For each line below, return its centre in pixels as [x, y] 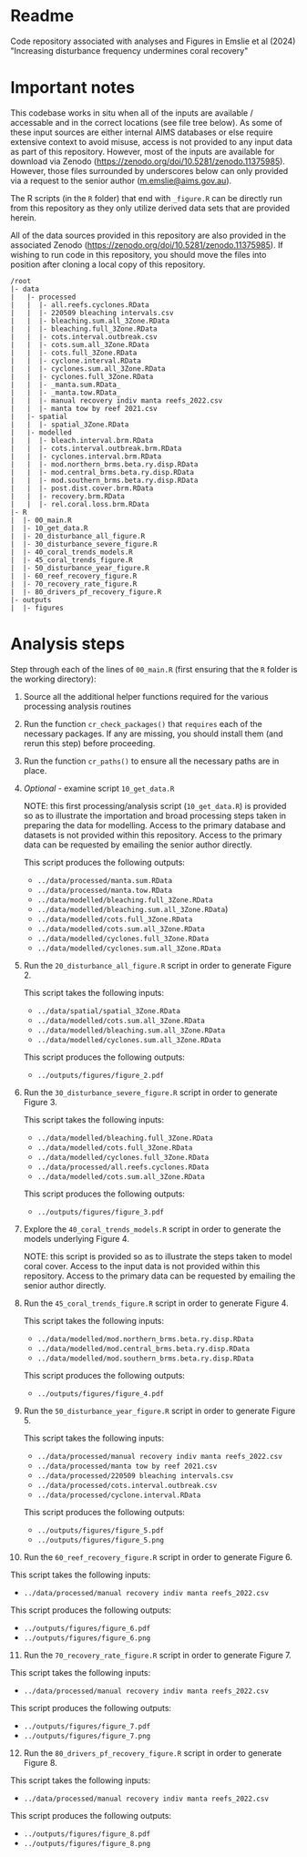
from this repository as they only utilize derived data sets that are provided [150, 208]
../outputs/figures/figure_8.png [87, 1843]
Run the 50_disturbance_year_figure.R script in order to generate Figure [159, 1411]
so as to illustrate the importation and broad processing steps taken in [154, 816]
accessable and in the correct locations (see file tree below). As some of [147, 122]
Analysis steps [68, 644]
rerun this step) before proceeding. [89, 743]
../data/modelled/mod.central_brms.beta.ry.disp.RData [143, 1349]
